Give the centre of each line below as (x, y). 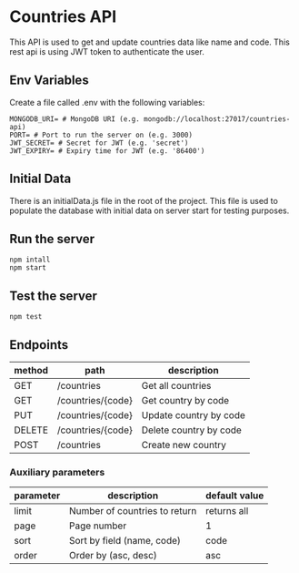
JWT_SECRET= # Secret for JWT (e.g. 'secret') (99, 143)
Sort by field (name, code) (125, 541)
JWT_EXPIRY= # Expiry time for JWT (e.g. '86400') (107, 151)
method (31, 370)
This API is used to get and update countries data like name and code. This (150, 42)
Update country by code (193, 415)
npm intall (30, 260)
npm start (28, 268)
